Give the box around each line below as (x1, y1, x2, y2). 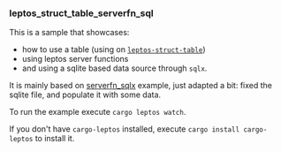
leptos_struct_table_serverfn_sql (9, 7, 155, 19)
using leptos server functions (21, 54, 129, 65)
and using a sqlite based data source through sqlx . (21, 63, 208, 73)
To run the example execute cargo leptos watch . (9, 107, 186, 118)
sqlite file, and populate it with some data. (9, 89, 162, 100)
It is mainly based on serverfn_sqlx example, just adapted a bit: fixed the (9, 80, 272, 91)
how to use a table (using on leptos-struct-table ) (21, 44, 206, 55)
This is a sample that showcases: (9, 27, 130, 38)
